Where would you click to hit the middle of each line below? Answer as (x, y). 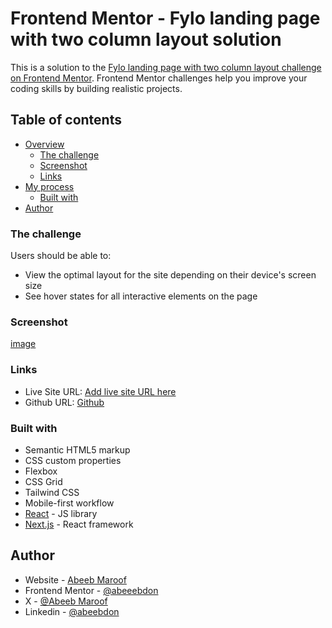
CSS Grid (43, 481)
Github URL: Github (64, 402)
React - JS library (61, 513)
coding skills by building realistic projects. (96, 88)
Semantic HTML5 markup (77, 449)
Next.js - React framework (79, 524)
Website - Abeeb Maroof (75, 579)
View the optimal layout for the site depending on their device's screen (170, 275)
